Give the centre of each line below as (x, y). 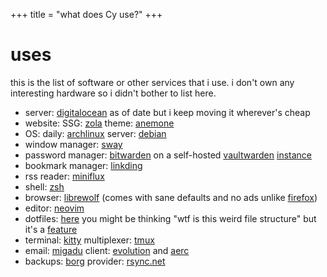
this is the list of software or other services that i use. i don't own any (152, 82)
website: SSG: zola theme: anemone (99, 123)
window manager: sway (73, 144)
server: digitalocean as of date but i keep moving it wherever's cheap (167, 112)
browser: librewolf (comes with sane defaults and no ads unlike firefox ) (171, 197)
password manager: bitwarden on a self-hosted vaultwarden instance (168, 155)
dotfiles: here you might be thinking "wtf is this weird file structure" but (170, 218)
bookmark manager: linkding (83, 165)
